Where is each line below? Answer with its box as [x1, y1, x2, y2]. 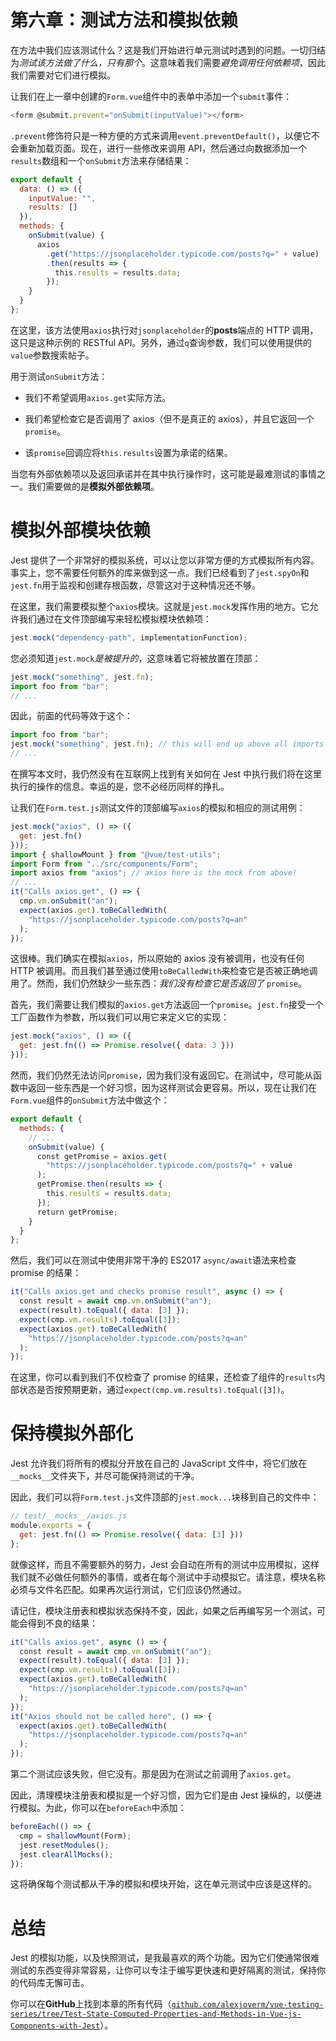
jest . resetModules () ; [19, 1840, 110, 1850]
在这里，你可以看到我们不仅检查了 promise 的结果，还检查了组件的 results [10, 1371, 317, 1383]
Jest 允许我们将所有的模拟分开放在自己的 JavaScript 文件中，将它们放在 [10, 1457, 308, 1470]
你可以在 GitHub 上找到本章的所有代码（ [10, 1998, 172, 2010]
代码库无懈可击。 [18, 1977, 90, 1989]
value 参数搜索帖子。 [10, 349, 95, 361]
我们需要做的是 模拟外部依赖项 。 [27, 480, 160, 492]
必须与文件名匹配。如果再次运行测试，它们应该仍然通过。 [10, 1583, 247, 1595]
